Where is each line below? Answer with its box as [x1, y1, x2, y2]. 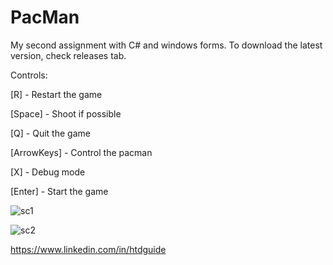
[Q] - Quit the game [10, 127, 91, 139]
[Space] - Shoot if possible [10, 107, 122, 120]
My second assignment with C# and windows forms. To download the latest [10, 39, 323, 51]
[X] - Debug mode [10, 166, 86, 178]
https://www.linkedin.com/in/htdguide [10, 243, 167, 255]
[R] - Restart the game [10, 88, 103, 100]
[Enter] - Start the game [10, 185, 109, 197]
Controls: [10, 69, 48, 81]
